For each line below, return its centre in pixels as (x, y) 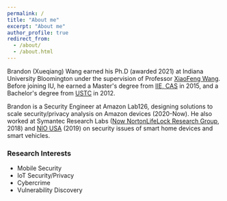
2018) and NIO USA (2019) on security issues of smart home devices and (110, 128)
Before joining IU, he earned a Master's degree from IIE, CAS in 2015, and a (113, 86)
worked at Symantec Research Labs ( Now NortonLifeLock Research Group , (113, 121)
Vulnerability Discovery (50, 190)
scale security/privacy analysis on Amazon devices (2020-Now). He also (110, 113)
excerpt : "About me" (37, 26)
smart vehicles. (28, 135)
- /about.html (33, 52)
